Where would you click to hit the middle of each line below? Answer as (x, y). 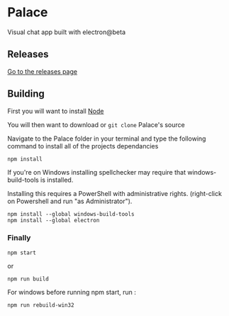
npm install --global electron (54, 220)
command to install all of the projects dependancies (83, 146)
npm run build (28, 279)
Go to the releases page (43, 71)
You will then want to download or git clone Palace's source (96, 124)
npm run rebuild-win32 (41, 305)
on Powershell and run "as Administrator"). (70, 201)
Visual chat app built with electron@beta (67, 32)
